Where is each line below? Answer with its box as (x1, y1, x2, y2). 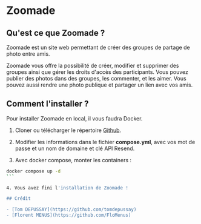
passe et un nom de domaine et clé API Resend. (15, 145, 135, 152)
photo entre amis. (6, 50, 50, 58)
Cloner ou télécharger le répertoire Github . (15, 127, 122, 134)
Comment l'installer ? (6, 99, 89, 109)
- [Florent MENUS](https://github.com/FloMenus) (6, 212, 131, 219)
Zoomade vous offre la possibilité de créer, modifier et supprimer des (6, 62, 179, 69)
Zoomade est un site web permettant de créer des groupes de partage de (6, 44, 190, 51)
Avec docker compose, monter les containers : (15, 156, 132, 163)
